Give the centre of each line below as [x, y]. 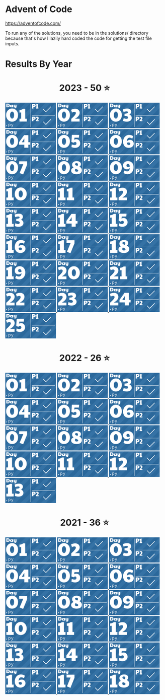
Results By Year [39, 64]
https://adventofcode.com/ [33, 23]
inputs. [12, 43]
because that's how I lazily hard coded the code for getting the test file [78, 38]
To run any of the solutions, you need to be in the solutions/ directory [77, 33]
